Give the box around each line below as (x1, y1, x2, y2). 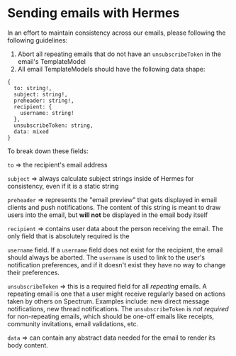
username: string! (20, 109, 74, 116)
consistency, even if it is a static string (7, 182, 119, 190)
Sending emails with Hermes (7, 5, 180, 21)
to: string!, (13, 84, 52, 91)
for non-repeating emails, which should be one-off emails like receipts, (7, 312, 215, 321)
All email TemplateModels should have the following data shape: (17, 65, 206, 73)
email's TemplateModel (17, 57, 86, 65)
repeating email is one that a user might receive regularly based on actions (7, 289, 225, 298)
